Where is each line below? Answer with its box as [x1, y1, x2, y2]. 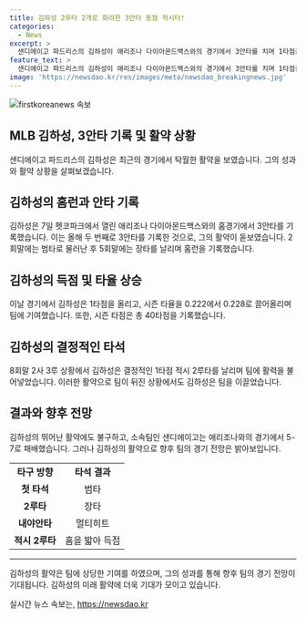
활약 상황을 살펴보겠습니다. [18, 165, 115, 176]
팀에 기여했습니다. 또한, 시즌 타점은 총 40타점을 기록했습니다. [9, 310, 226, 321]
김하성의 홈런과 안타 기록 [9, 194, 139, 210]
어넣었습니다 [9, 376, 55, 387]
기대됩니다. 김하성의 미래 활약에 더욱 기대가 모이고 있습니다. [9, 579, 221, 590]
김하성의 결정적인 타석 [9, 339, 126, 355]
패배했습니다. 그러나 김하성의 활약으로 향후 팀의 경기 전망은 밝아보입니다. [23, 443, 281, 454]
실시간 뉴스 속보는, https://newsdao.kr [9, 598, 148, 609]
